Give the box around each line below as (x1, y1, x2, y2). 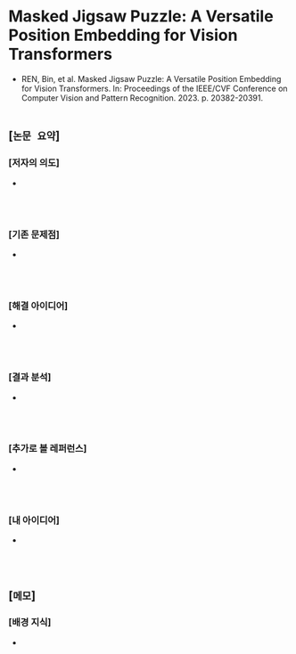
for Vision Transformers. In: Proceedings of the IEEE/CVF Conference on (21, 83, 288, 94)
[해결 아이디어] (8, 299, 69, 312)
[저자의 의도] (8, 157, 60, 169)
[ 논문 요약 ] (8, 128, 61, 143)
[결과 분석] (8, 372, 52, 384)
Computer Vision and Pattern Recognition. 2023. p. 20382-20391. (21, 92, 264, 103)
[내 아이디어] (8, 514, 60, 527)
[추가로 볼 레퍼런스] (8, 443, 87, 455)
